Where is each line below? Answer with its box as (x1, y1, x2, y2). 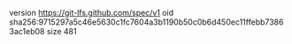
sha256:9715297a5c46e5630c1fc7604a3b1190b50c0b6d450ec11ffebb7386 (9, 17, 284, 27)
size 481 (46, 26, 77, 36)
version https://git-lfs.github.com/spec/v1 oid (9, 8, 174, 18)
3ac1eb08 (9, 26, 45, 36)
